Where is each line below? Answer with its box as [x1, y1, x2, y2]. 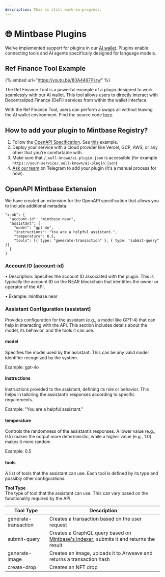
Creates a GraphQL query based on [49, 529, 132, 536]
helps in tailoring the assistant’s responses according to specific [5, 392, 135, 397]
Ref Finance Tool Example [5, 64, 86, 73]
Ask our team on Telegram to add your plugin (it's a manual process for [12, 165, 157, 171]
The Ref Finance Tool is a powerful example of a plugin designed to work [5, 87, 153, 93]
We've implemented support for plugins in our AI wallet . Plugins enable [5, 45, 149, 51]
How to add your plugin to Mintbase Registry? [5, 126, 148, 134]
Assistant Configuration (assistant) [5, 306, 91, 313]
